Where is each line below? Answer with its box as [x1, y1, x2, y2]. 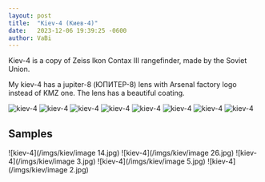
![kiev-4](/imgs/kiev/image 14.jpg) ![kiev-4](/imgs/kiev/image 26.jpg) [8, 148, 235, 158]
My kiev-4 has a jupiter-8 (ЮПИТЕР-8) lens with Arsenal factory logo [8, 80, 238, 89]
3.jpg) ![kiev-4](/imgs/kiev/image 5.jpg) [76, 156, 206, 166]
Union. [8, 65, 30, 74]
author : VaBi [8, 34, 52, 42]
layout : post [8, 11, 52, 20]
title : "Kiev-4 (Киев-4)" [8, 19, 98, 27]
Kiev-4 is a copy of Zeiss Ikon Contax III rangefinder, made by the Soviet [8, 56, 247, 65]
